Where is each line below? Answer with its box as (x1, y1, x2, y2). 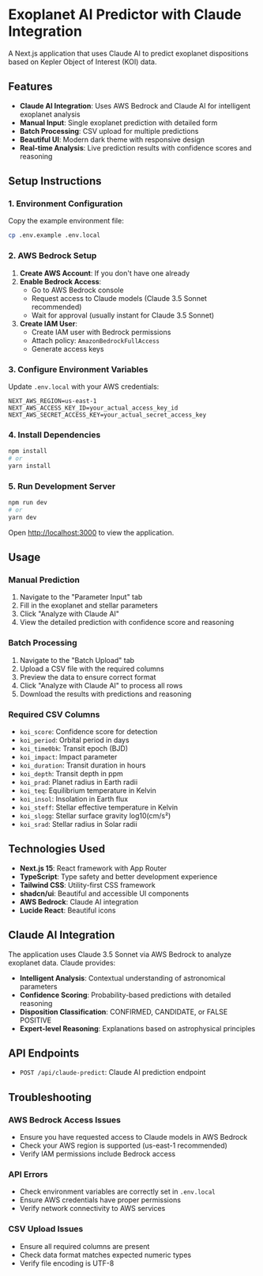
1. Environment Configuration (8, 198, 123, 209)
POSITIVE (19, 1015, 52, 1025)
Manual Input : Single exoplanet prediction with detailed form (19, 117, 218, 128)
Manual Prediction (8, 574, 81, 585)
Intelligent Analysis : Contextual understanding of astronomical (19, 973, 226, 983)
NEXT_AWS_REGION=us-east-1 (8, 397, 97, 405)
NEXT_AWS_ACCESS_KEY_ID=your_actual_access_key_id (8, 404, 178, 412)
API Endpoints (8, 1047, 80, 1061)
